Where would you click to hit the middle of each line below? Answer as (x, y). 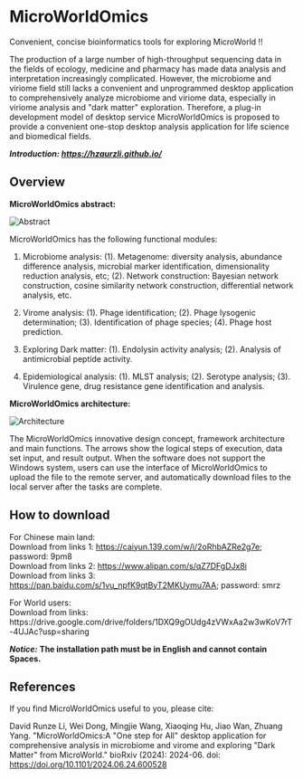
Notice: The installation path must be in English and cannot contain (138, 649)
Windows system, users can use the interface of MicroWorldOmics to (139, 467)
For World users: (40, 603)
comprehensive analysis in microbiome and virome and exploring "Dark (142, 746)
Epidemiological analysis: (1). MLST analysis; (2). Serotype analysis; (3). (156, 376)
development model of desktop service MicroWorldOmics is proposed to (145, 117)
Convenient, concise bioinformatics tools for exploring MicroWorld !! (137, 42)
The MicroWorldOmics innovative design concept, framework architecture (147, 438)
